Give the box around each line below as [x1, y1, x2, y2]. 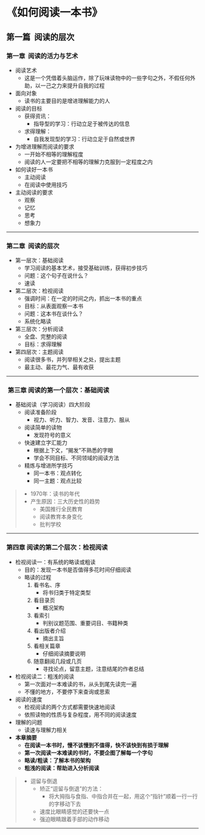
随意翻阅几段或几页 [33, 657, 82, 665]
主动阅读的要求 [15, 189, 53, 196]
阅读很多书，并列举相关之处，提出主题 [24, 356, 121, 363]
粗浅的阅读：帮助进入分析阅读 [24, 764, 99, 772]
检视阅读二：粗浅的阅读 [15, 673, 74, 680]
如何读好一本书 [15, 165, 53, 173]
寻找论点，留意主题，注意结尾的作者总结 [42, 665, 145, 672]
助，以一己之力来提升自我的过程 [24, 82, 105, 89]
